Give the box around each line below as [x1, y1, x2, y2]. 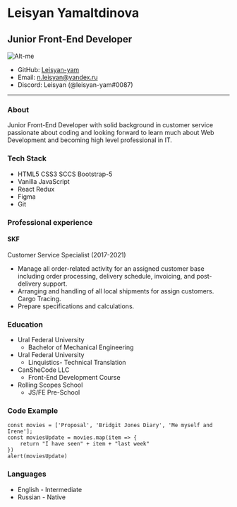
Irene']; [7, 428, 33, 436]
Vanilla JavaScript [17, 177, 71, 185]
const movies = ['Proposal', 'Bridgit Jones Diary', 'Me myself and [7, 422, 213, 429]
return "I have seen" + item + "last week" [20, 441, 150, 448]
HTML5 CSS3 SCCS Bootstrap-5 [17, 170, 113, 178]
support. [42, 279, 68, 288]
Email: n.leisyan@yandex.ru [17, 73, 98, 81]
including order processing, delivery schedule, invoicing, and [17, 272, 195, 280]
